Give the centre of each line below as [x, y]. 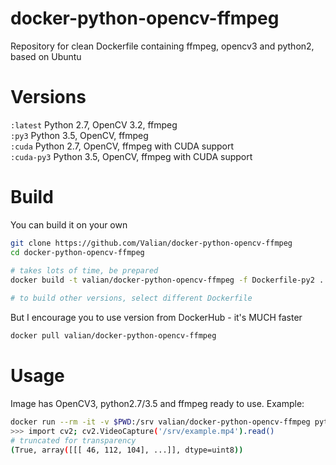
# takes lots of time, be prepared [84, 271]
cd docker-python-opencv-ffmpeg [77, 252]
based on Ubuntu [46, 56]
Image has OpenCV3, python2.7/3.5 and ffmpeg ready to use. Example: [157, 403]
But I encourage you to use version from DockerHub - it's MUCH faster [156, 318]
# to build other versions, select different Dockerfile [131, 298]
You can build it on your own [69, 224]
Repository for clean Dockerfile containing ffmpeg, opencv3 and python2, [162, 46]
